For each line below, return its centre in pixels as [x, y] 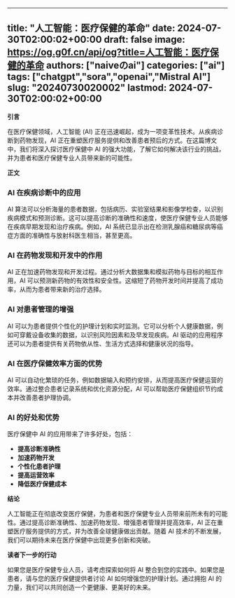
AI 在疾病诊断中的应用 [44, 192]
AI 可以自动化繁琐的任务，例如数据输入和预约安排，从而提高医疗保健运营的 [115, 380]
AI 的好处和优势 [33, 417]
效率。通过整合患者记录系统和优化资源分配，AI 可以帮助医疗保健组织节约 [112, 389]
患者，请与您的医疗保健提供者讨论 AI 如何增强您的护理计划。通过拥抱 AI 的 [115, 578]
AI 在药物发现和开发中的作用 [55, 255]
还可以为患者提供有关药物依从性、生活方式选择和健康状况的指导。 [102, 344]
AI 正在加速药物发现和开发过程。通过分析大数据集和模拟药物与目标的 [106, 272]
